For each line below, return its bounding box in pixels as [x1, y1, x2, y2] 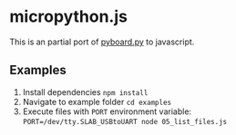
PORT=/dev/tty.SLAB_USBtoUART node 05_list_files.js [22, 117, 228, 126]
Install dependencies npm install [22, 86, 149, 97]
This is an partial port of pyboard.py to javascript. [9, 36, 195, 47]
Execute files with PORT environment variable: [22, 106, 192, 117]
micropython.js [9, 6, 128, 27]
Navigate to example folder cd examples [22, 96, 171, 107]
